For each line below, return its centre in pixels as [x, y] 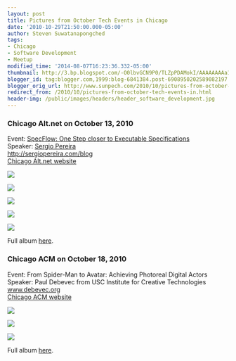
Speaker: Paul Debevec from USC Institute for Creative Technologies [107, 281]
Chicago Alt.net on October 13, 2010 [70, 123]
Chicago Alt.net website [42, 161]
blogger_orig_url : [34, 86]
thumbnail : [23, 72]
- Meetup [20, 60]
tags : [15, 40]
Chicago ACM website [40, 297]
